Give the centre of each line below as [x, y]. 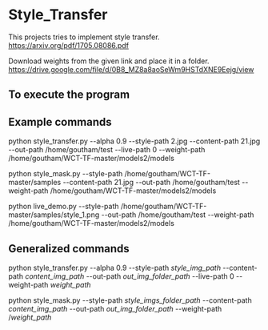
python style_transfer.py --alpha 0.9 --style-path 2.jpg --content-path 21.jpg [134, 141]
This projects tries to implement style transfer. [84, 37]
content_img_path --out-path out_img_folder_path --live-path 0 [130, 276]
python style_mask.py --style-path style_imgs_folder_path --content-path [130, 300]
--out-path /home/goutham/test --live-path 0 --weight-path [107, 150]
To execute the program [69, 95]
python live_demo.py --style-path [64, 207]
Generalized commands [69, 249]
